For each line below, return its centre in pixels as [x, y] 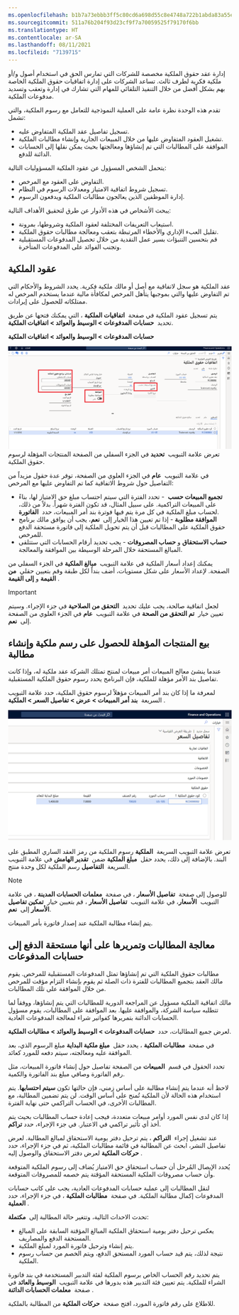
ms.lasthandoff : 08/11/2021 [50, 45]
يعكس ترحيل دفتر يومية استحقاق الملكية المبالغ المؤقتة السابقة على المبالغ [116, 1230]
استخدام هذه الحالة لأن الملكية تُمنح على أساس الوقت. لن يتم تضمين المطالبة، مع [115, 1095]
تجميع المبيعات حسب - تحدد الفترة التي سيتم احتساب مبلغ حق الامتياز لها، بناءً [120, 497]
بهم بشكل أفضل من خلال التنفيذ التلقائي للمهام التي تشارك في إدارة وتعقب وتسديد [117, 88]
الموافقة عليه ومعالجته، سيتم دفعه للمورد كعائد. [70, 1052]
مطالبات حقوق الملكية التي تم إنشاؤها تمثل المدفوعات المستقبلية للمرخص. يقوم [113, 973]
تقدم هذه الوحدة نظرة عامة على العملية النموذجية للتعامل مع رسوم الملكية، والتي [114, 110]
